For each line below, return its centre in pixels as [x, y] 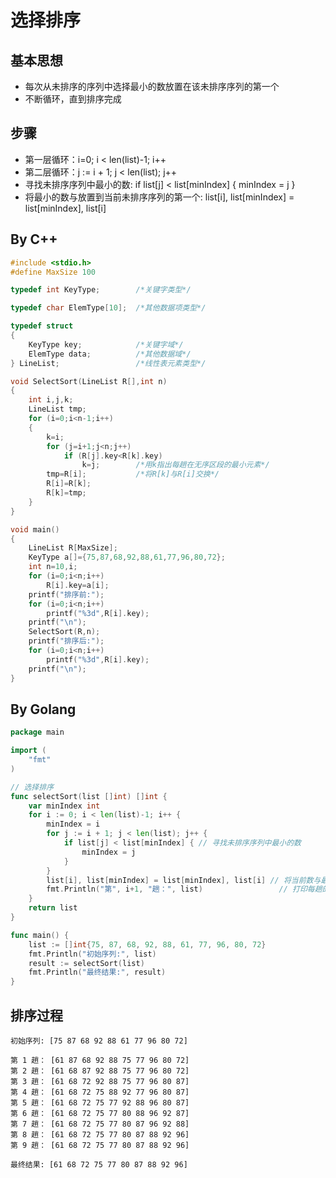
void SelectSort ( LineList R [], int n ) [89, 381]
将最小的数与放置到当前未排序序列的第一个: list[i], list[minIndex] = [159, 197]
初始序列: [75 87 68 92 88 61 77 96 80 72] [99, 1041]
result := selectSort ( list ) [86, 963]
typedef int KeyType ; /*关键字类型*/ [101, 290]
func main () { [40, 935]
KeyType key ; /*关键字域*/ [106, 344]
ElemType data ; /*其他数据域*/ [110, 354]
